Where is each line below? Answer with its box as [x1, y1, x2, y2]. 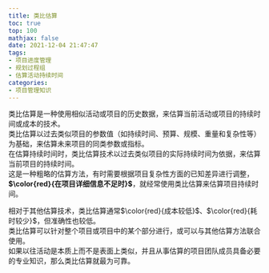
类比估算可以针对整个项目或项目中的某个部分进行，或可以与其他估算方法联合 [8, 226, 261, 236]
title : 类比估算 [8, 11, 58, 20]
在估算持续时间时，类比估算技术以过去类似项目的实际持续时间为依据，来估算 [8, 149, 261, 159]
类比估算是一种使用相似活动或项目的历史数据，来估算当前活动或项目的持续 [8, 109, 254, 118]
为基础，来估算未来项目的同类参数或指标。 [8, 139, 149, 149]
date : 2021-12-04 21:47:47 [8, 42, 98, 50]
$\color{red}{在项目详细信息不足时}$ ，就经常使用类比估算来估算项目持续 [8, 179, 252, 189]
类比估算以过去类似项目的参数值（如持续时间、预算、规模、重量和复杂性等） [8, 129, 261, 139]
